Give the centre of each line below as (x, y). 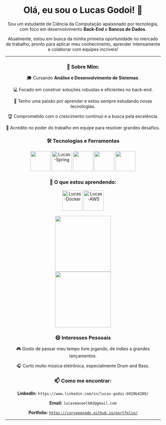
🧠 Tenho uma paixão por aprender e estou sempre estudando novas (83, 101)
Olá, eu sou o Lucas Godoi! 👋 (83, 10)
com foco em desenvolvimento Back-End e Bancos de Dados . (83, 29)
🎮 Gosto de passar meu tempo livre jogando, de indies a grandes (83, 349)
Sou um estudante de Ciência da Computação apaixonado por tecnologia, (83, 24)
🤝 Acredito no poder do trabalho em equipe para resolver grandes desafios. (83, 128)
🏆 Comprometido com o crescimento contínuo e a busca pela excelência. (83, 117)
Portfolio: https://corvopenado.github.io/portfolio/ (83, 413)
